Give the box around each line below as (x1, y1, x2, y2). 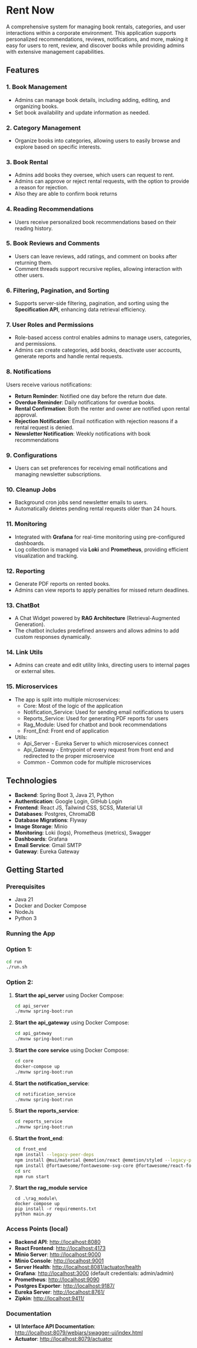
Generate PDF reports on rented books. (14, 580, 111, 587)
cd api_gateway (14, 1031, 52, 1037)
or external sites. (14, 668, 56, 675)
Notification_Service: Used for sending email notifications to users (23, 709, 184, 716)
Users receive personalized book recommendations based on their (14, 218, 176, 225)
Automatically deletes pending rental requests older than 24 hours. (14, 505, 177, 512)
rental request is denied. (14, 424, 74, 431)
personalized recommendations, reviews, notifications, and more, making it (6, 35, 188, 42)
